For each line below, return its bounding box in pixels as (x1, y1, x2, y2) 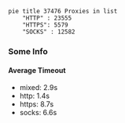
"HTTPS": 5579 (22, 21, 68, 29)
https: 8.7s (19, 99, 54, 109)
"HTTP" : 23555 (22, 14, 72, 22)
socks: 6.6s (19, 108, 57, 118)
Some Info (8, 45, 49, 56)
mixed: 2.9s (19, 83, 58, 92)
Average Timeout (8, 65, 66, 74)
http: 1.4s (19, 91, 50, 101)
